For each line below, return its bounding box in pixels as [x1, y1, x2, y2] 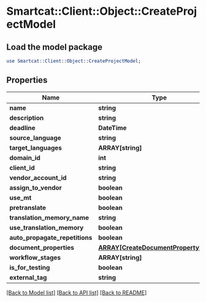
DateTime [97, 123, 127, 132]
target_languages [9, 143, 63, 152]
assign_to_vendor [9, 183, 63, 192]
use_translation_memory [9, 223, 84, 231]
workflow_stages [9, 253, 61, 261]
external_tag [9, 273, 47, 282]
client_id [9, 163, 35, 172]
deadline [9, 123, 36, 132]
